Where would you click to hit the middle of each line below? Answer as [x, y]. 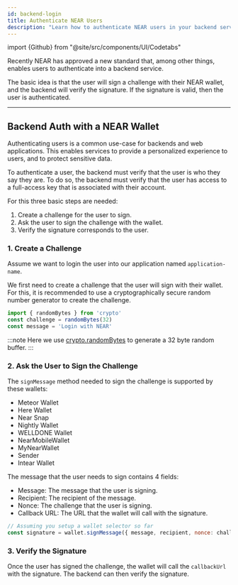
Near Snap [33, 418]
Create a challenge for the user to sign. [75, 215]
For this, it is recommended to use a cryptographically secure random [109, 292]
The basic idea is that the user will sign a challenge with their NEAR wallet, [116, 82]
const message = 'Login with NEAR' [60, 327]
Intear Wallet [36, 463]
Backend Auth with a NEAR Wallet [83, 126]
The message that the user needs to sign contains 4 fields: [93, 477]
